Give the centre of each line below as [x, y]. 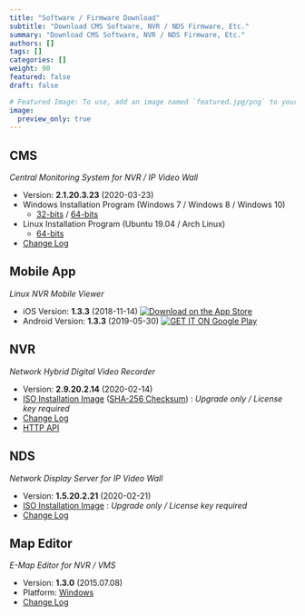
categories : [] [38, 60]
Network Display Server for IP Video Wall [86, 478]
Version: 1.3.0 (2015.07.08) [73, 583]
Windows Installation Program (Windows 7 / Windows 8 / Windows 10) [154, 204]
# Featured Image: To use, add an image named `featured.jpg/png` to [144, 102]
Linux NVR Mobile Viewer [57, 293]
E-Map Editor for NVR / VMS [63, 565]
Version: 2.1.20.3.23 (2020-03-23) [88, 195]
